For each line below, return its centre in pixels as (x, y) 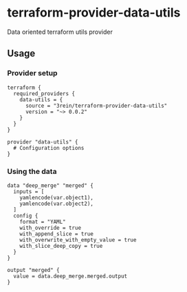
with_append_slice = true (57, 234)
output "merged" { (33, 270)
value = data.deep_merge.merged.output (70, 276)
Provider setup (32, 73)
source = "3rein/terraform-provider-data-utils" (96, 106)
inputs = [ (29, 191)
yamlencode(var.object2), (57, 204)
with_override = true (50, 228)
